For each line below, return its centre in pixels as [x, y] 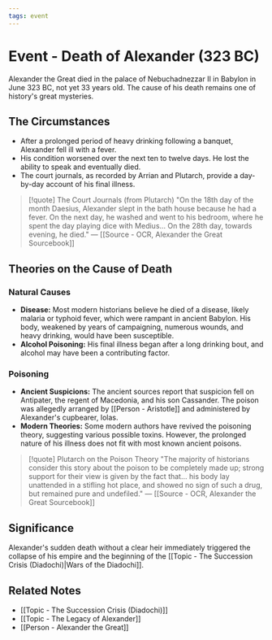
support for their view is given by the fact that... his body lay [129, 477]
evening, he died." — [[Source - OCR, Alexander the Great [125, 235]
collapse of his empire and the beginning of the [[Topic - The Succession [131, 556]
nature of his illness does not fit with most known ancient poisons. [131, 443]
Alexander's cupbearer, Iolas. [69, 418]
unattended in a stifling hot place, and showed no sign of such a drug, [145, 485]
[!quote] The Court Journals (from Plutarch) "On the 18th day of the [141, 200]
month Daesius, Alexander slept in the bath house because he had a [142, 209]
